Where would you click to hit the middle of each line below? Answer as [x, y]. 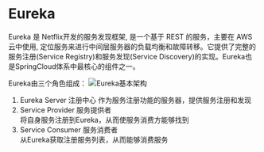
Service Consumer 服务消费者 [68, 129]
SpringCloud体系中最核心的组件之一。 [78, 66]
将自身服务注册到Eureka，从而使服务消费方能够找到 [104, 120]
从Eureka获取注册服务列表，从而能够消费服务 [94, 139]
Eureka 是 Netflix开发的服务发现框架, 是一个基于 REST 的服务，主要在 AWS [130, 36]
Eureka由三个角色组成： [48, 83]
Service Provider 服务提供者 [66, 110]
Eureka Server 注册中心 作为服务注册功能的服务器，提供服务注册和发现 [136, 100]
